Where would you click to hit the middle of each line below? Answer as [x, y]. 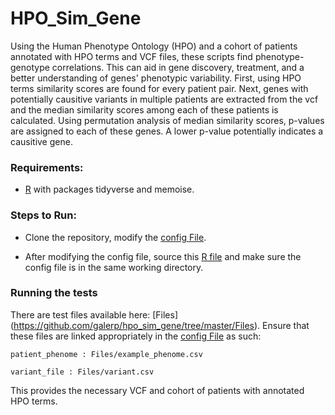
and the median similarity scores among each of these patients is [144, 109]
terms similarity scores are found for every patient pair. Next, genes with [159, 88]
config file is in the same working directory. [114, 267]
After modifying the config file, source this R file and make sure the [163, 256]
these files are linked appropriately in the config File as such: [136, 336]
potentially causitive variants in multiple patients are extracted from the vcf [164, 99]
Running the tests [54, 293]
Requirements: [47, 167]
